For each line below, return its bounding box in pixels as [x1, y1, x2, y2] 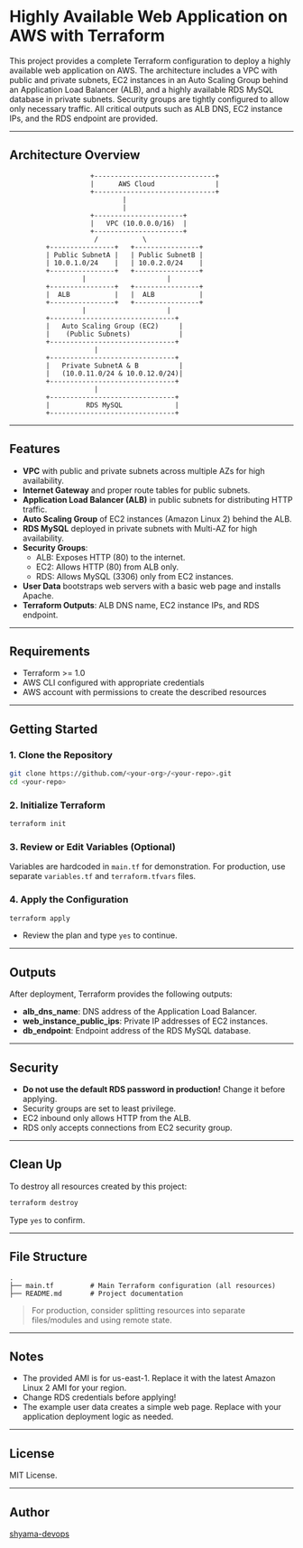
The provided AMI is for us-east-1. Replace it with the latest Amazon [22, 1373, 276, 1384]
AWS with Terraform [9, 25, 165, 46]
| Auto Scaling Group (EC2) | [45, 321, 183, 330]
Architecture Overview [9, 147, 141, 163]
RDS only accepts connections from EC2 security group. [22, 1122, 233, 1134]
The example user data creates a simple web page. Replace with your [22, 1402, 282, 1413]
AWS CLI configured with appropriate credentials [22, 677, 205, 688]
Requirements [9, 644, 90, 659]
